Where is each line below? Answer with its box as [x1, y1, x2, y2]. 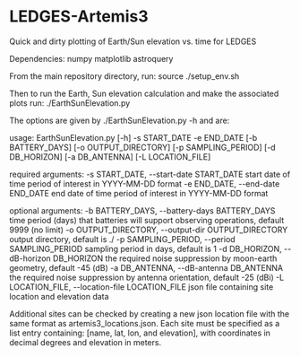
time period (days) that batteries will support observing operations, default [9, 214, 285, 225]
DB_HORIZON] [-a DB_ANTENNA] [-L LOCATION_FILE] [9, 151, 211, 162]
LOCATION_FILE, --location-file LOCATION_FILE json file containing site [9, 281, 274, 292]
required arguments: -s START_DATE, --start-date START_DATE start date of [9, 169, 291, 179]
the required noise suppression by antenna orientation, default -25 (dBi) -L [9, 272, 285, 283]
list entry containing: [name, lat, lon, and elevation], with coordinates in [9, 327, 271, 338]
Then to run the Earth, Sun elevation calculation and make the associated [9, 88, 279, 99]
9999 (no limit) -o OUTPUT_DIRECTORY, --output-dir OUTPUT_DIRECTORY [9, 224, 288, 235]
